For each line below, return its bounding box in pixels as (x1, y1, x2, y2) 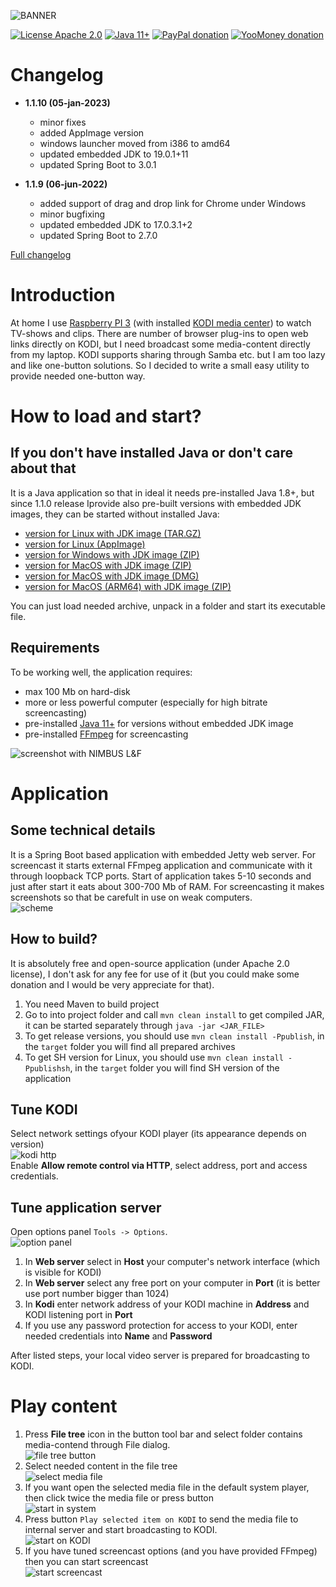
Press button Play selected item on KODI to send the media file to (24, 1513, 299, 1525)
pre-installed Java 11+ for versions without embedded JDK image (24, 717, 294, 729)
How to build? (10, 931, 98, 948)
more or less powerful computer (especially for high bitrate (24, 696, 268, 708)
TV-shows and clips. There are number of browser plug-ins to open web (10, 327, 309, 339)
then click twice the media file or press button (24, 1492, 214, 1504)
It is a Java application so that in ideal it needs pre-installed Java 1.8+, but (10, 486, 315, 499)
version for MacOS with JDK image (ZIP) (24, 559, 192, 571)
